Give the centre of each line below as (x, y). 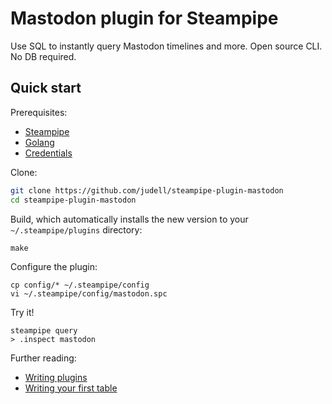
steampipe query (44, 330)
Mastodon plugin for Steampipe (144, 18)
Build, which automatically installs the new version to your (129, 219)
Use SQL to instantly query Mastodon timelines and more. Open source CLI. (166, 46)
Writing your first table (71, 388)
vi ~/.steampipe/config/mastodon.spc (89, 293)
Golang (39, 142)
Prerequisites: (39, 112)
